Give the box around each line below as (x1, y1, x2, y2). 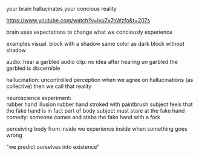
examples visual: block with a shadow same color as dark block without (6, 40, 184, 47)
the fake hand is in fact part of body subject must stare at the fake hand (6, 107, 185, 114)
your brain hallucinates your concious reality (6, 5, 117, 12)
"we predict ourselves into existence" (6, 143, 100, 150)
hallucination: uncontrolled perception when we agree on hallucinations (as (6, 76, 194, 83)
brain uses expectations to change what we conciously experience (6, 28, 173, 36)
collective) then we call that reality (6, 83, 92, 90)
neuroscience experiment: (6, 95, 71, 101)
